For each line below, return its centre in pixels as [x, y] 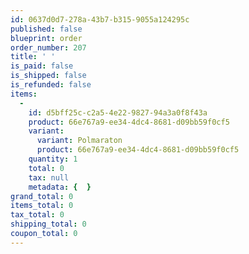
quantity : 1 [53, 159]
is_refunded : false [51, 85]
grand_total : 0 [42, 196]
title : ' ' [33, 57]
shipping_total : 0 [48, 224]
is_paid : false [42, 66]
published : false [46, 29]
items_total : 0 [42, 206]
